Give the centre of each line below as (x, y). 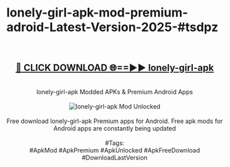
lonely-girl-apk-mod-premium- (97, 13)
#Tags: (115, 143)
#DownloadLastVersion (115, 157)
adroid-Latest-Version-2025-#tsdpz (113, 27)
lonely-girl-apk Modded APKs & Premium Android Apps (115, 91)
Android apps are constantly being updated (115, 128)
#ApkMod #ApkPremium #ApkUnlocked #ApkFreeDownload (115, 150)
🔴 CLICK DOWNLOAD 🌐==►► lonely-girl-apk (115, 68)
